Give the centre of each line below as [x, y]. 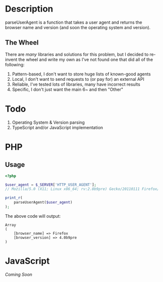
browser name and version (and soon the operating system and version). [78, 27]
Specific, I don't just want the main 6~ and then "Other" [68, 89]
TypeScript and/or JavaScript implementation [57, 127]
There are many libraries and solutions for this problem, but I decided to [77, 54]
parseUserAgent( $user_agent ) [43, 202]
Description [29, 9]
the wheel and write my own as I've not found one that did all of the [86, 59]
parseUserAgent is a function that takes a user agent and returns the [73, 22]
